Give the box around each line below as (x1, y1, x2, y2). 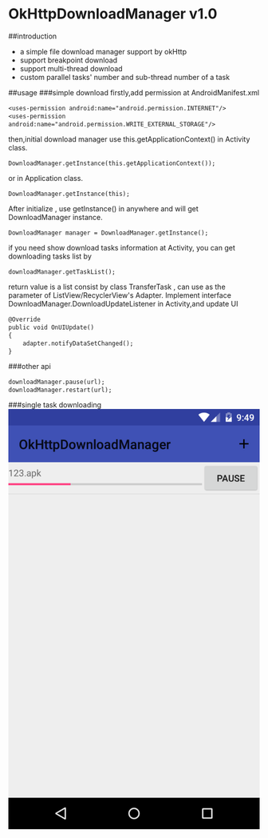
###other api (8, 361, 52, 371)
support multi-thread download (19, 63, 123, 73)
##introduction (8, 31, 57, 41)
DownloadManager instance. (8, 212, 103, 222)
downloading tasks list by (8, 251, 92, 261)
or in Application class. (8, 173, 84, 182)
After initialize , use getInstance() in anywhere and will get (8, 203, 199, 213)
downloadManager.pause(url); (8, 378, 105, 386)
